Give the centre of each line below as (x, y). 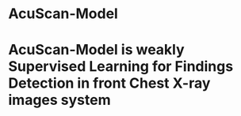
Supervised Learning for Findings (121, 67)
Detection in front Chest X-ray (109, 83)
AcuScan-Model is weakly (96, 50)
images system (59, 100)
